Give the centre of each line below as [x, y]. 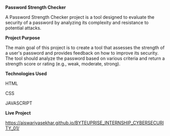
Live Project [18, 113]
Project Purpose [23, 38]
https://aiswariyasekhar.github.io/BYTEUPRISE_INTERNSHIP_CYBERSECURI [84, 123]
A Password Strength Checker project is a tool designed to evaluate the [80, 17]
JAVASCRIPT [19, 103]
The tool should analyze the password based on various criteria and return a [85, 58]
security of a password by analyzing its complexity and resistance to [77, 23]
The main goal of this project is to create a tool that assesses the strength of [85, 47]
